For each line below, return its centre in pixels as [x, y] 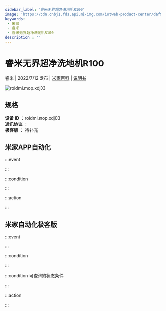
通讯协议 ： [17, 124]
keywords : [15, 19]
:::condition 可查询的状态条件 [35, 276]
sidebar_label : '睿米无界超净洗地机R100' [45, 10]
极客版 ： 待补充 [21, 130]
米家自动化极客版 [31, 224]
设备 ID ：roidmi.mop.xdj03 [33, 118]
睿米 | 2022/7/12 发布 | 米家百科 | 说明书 [46, 78]
